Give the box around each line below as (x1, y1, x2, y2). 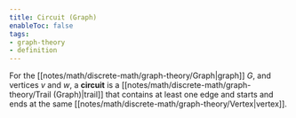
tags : (9, 29, 29, 38)
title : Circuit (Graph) (9, 12, 98, 22)
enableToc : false (9, 21, 74, 30)
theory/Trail (9, 90, 52, 100)
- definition (9, 46, 58, 55)
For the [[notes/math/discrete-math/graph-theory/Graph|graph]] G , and (9, 70, 271, 81)
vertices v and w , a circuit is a (9, 80, 120, 90)
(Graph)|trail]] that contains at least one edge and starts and (52, 90, 274, 100)
